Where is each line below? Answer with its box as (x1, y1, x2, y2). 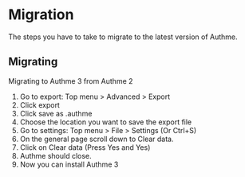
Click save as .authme (19, 108, 93, 118)
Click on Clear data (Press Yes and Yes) (19, 142, 151, 152)
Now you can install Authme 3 (19, 159, 119, 169)
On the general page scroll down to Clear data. (19, 134, 174, 144)
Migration (8, 6, 74, 24)
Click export (19, 100, 60, 109)
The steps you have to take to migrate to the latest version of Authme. (8, 32, 238, 41)
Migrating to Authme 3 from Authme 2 (8, 76, 133, 85)
